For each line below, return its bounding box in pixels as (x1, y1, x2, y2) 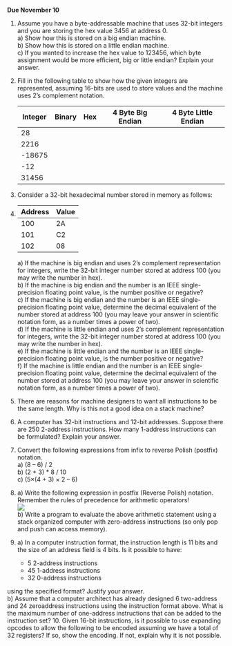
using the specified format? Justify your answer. (7, 587, 145, 595)
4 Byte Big (113, 108, 148, 117)
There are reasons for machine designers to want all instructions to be (17, 397, 217, 405)
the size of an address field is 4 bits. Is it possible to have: (17, 546, 182, 553)
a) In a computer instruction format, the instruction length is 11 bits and (17, 538, 218, 547)
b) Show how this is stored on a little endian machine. (17, 41, 169, 49)
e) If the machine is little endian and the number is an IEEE (17, 347, 183, 355)
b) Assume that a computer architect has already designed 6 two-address (7, 594, 217, 602)
